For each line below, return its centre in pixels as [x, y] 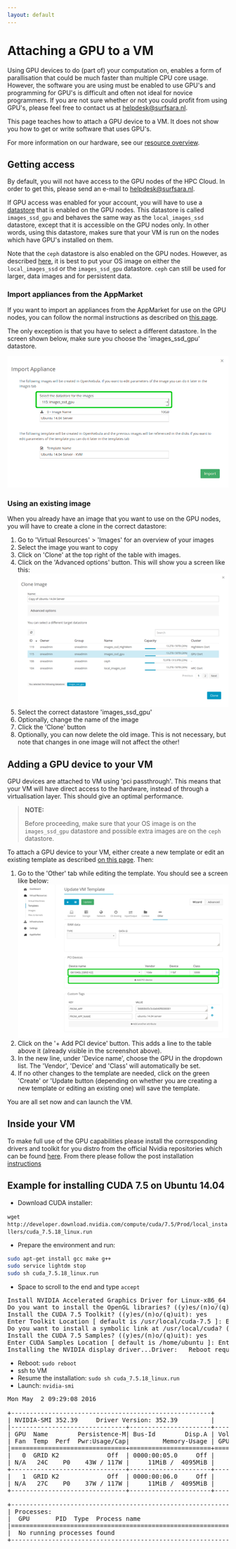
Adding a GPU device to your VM [80, 764]
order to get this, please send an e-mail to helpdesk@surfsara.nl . [101, 189]
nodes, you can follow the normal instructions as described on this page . [113, 317]
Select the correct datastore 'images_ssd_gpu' [85, 712]
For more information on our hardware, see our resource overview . [104, 142]
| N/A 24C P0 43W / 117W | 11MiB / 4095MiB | [111, 1463]
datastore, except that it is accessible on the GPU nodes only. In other [108, 225]
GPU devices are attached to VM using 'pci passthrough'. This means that [114, 781]
